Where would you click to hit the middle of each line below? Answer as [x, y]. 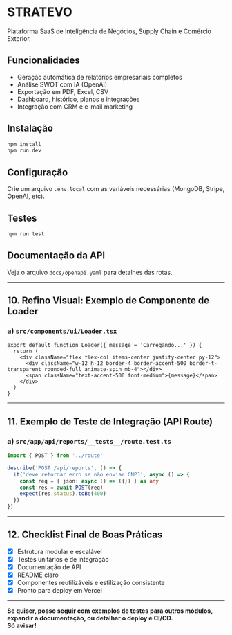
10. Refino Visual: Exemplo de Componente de [108, 301]
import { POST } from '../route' [55, 456]
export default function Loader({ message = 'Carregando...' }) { [105, 346]
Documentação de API [49, 567]
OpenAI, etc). [26, 196]
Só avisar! [22, 626]
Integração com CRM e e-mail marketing [75, 106]
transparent [24, 370]
